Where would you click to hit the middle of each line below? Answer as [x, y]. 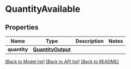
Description [90, 41]
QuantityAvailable [43, 9]
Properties [22, 27]
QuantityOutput [52, 49]
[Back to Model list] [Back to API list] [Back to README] [62, 62]
